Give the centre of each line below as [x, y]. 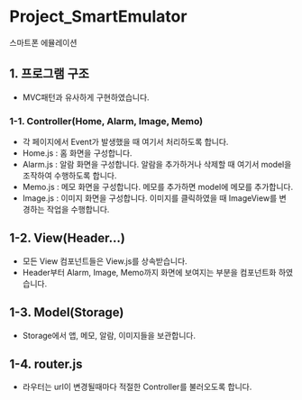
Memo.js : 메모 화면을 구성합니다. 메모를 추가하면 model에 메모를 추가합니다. [158, 187]
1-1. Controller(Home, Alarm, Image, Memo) [106, 121]
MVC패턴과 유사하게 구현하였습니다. [86, 97]
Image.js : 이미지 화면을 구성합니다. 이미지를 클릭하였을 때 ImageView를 [150, 198]
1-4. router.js [46, 364]
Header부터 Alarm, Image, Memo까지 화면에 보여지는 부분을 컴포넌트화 [149, 272]
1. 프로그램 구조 [50, 74]
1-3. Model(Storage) [67, 313]
